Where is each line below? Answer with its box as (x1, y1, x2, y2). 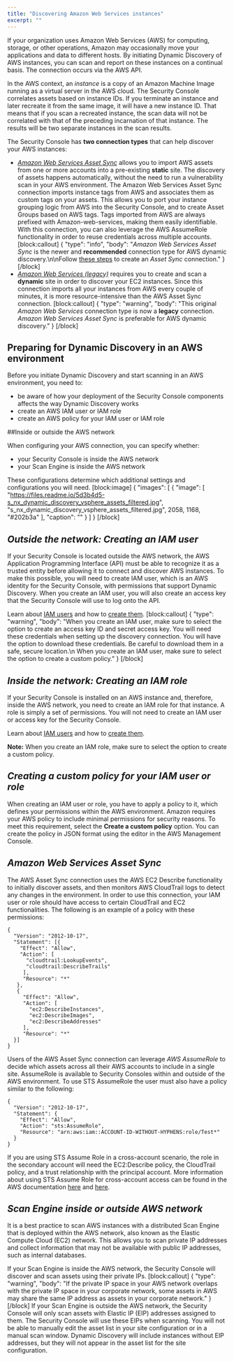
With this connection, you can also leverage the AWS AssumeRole (17, 225, 207, 233)
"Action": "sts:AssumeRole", (20, 1122, 105, 1129)
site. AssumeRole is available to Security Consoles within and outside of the (7, 1070, 226, 1078)
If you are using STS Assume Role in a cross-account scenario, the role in (7, 1153, 219, 1161)
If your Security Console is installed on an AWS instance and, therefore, (7, 693, 213, 701)
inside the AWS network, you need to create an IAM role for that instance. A (7, 700, 225, 709)
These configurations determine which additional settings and (7, 476, 186, 484)
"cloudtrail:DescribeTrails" (25, 963, 111, 970)
